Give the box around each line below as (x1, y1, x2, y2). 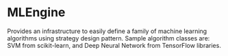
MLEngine (7, 5, 66, 20)
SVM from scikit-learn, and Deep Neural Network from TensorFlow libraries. (7, 41, 221, 49)
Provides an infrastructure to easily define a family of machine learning (7, 27, 207, 35)
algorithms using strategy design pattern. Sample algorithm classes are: (7, 34, 210, 42)
